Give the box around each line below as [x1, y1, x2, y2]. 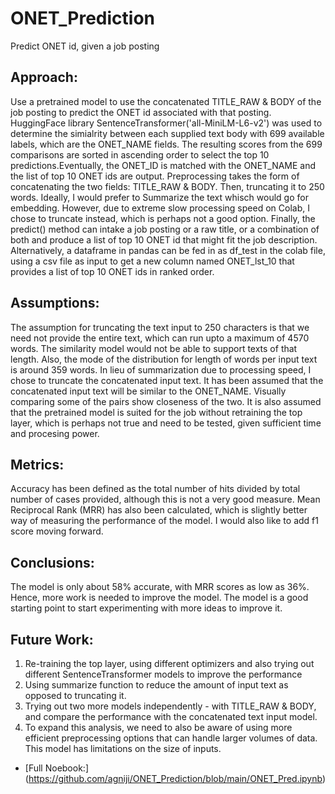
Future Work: [10, 631, 94, 648]
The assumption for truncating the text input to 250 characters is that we [10, 321, 310, 333]
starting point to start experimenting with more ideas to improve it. [10, 602, 283, 614]
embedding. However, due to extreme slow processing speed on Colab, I [10, 202, 310, 214]
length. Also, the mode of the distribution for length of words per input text [10, 353, 318, 365]
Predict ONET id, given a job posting [10, 40, 160, 52]
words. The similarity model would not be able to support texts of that [10, 342, 298, 354]
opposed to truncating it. [24, 690, 127, 701]
